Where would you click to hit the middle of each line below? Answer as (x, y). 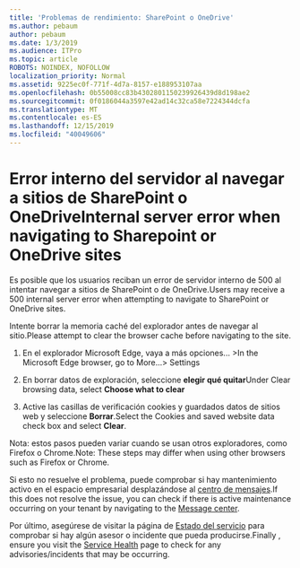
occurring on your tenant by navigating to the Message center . (124, 508)
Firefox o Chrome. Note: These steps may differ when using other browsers (147, 452)
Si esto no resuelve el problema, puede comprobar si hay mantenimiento (143, 479)
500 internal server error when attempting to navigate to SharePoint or (139, 299)
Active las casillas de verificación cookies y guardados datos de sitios (151, 406)
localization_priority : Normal (68, 76)
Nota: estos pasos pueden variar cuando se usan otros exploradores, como (149, 443)
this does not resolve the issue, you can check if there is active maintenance (150, 498)
